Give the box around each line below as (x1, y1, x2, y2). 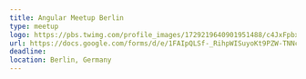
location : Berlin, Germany (9, 55, 112, 64)
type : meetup (9, 22, 59, 31)
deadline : (9, 47, 47, 56)
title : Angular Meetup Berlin (9, 13, 125, 23)
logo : (9, 30, 30, 39)
